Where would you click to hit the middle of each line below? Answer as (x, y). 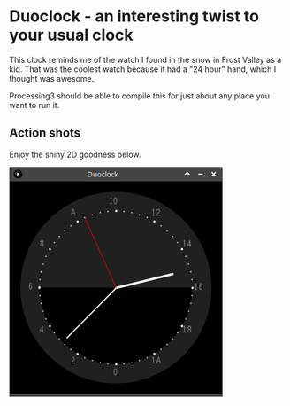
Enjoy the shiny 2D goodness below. (75, 154)
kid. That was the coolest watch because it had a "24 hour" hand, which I (143, 69)
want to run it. (34, 105)
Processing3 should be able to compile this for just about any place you (139, 96)
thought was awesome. (52, 78)
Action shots (45, 133)
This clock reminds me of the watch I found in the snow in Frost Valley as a (145, 59)
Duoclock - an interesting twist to (134, 16)
